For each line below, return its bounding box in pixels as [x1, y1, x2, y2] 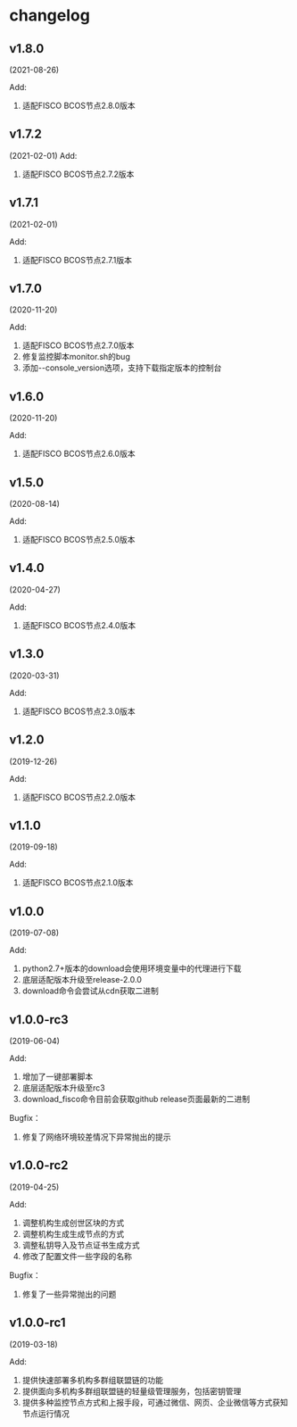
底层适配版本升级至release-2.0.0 [21, 975, 143, 985]
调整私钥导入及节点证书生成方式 [21, 1240, 140, 1250]
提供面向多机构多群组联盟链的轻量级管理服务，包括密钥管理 [21, 1385, 242, 1397]
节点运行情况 [21, 1407, 70, 1419]
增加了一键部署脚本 [21, 1071, 94, 1082]
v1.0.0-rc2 [9, 1157, 69, 1174]
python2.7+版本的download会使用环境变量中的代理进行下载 [21, 963, 243, 974]
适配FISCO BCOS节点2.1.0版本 [21, 877, 134, 888]
